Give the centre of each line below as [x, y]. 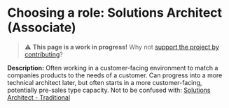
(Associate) [42, 28]
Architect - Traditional [39, 97]
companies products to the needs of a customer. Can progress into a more [115, 75]
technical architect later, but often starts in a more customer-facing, [105, 82]
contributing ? [43, 54]
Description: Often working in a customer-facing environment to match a [113, 68]
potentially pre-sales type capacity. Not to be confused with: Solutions [109, 90]
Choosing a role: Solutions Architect [115, 13]
